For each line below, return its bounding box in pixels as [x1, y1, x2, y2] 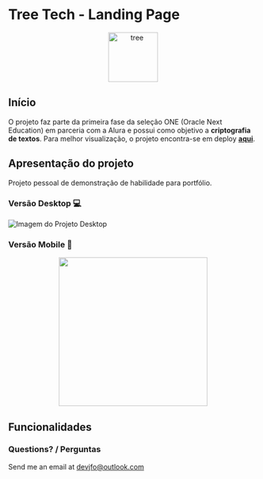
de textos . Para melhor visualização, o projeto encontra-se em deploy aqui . [8, 133, 256, 144]
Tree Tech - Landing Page [8, 6, 181, 24]
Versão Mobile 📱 [8, 239, 73, 250]
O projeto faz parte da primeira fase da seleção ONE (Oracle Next [8, 117, 223, 126]
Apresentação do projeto [8, 157, 135, 171]
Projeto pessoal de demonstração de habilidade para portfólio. [8, 178, 212, 187]
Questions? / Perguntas [8, 444, 101, 455]
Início [8, 96, 36, 109]
